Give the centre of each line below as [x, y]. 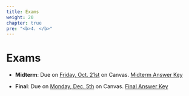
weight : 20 [20, 17]
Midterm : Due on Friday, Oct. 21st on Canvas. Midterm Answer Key [99, 75]
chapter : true [24, 23]
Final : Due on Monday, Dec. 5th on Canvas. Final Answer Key [91, 86]
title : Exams [23, 12]
